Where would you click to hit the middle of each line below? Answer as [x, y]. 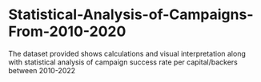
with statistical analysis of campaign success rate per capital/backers [123, 62]
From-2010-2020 [67, 31]
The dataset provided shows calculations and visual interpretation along [127, 53]
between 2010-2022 [42, 70]
